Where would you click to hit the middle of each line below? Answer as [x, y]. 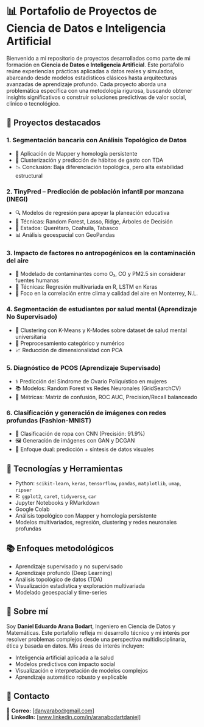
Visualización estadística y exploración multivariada [80, 585]
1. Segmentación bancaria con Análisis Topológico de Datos [97, 140]
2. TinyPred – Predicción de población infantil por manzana [95, 191]
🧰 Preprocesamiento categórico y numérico [70, 343]
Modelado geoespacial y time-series [61, 592]
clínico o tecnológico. [33, 103]
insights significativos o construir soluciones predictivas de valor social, [97, 97]
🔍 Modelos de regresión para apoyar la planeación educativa [92, 212]
